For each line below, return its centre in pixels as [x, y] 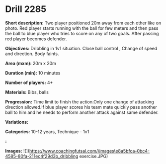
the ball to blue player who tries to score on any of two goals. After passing [82, 33]
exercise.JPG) [94, 156]
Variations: [17, 122]
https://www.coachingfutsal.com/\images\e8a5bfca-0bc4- [89, 151]
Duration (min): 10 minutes [33, 73]
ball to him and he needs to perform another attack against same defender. [82, 112]
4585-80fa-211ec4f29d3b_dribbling [42, 156]
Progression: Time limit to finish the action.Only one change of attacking [80, 102]
